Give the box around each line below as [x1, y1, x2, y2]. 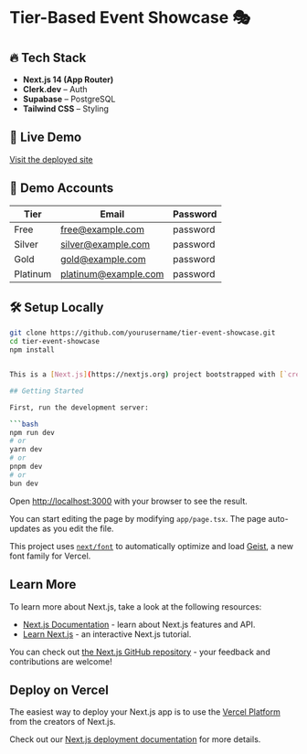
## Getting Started [9, 386, 84, 396]
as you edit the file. [42, 523, 114, 534]
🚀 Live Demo [9, 130, 82, 145]
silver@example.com [60, 238, 151, 250]
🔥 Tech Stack [9, 49, 87, 65]
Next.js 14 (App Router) [22, 74, 114, 85]
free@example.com [60, 223, 144, 236]
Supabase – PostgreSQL [22, 93, 116, 104]
